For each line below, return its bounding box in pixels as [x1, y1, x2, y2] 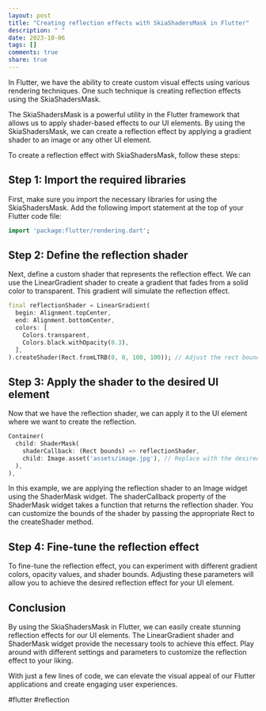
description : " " [8, 26, 66, 34]
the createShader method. [8, 517, 94, 527]
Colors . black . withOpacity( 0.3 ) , [22, 338, 129, 346]
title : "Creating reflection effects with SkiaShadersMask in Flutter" [8, 19, 249, 27]
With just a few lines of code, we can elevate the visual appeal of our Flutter [8, 671, 256, 681]
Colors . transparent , [22, 331, 90, 339]
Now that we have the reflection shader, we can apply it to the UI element [8, 409, 248, 419]
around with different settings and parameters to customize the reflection [8, 648, 247, 657]
